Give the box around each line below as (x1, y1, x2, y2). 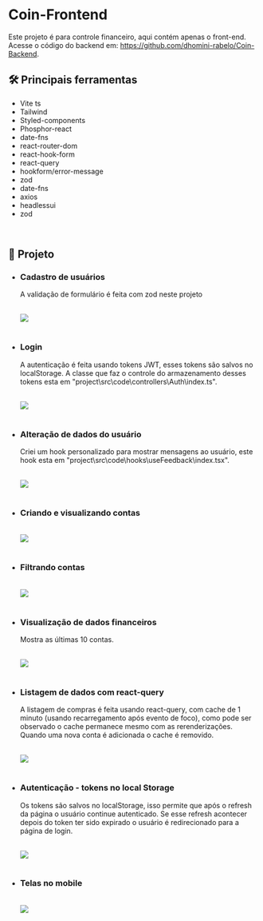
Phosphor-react (19, 124, 72, 134)
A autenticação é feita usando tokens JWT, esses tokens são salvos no (19, 360, 253, 369)
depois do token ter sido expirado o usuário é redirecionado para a (19, 817, 239, 827)
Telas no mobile (19, 878, 83, 889)
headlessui (19, 200, 56, 209)
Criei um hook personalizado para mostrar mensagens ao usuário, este (19, 447, 253, 457)
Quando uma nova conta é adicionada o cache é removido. (19, 730, 214, 740)
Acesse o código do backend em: (8, 40, 119, 50)
